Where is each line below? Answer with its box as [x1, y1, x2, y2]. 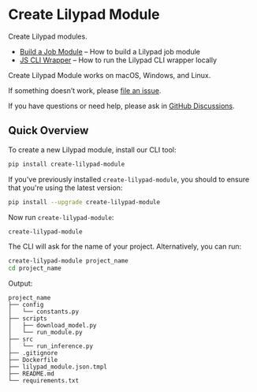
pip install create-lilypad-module [8, 160, 125, 168]
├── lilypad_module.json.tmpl [8, 363, 108, 371]
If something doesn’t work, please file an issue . [8, 85, 162, 95]
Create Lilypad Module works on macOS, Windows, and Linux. [8, 70, 211, 80]
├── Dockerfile [8, 357, 58, 364]
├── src [8, 335, 34, 344]
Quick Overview [8, 124, 89, 137]
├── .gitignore [8, 349, 58, 357]
